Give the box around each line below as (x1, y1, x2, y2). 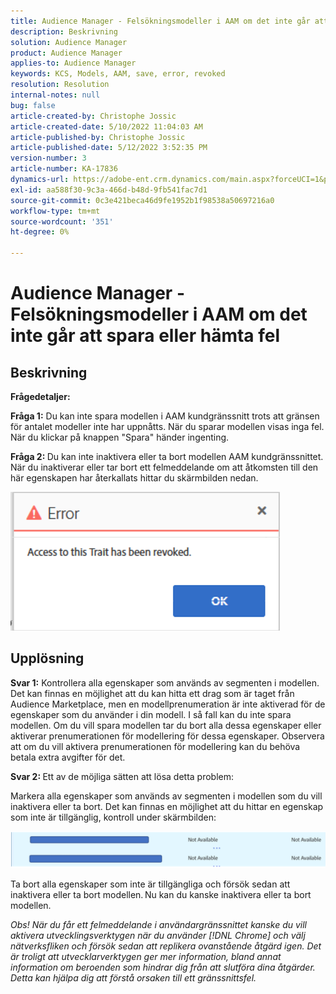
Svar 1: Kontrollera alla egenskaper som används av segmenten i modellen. (10, 676, 320, 689)
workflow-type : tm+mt (10, 206, 101, 216)
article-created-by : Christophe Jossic (10, 111, 177, 121)
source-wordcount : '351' (10, 216, 114, 227)
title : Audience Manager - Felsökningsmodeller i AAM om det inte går (10, 16, 311, 26)
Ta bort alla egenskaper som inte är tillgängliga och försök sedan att (10, 878, 291, 890)
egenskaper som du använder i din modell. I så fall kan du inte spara (10, 708, 292, 720)
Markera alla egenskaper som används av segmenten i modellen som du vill (10, 790, 323, 802)
